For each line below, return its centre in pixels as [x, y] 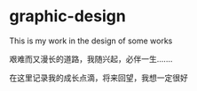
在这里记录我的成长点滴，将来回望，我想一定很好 [98, 78]
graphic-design [67, 16]
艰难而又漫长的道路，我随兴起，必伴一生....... [91, 58]
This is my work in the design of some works [91, 41]
